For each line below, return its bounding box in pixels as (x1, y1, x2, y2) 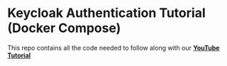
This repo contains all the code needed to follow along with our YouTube (7, 43, 220, 52)
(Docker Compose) (7, 20, 121, 36)
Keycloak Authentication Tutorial (7, 5, 206, 21)
